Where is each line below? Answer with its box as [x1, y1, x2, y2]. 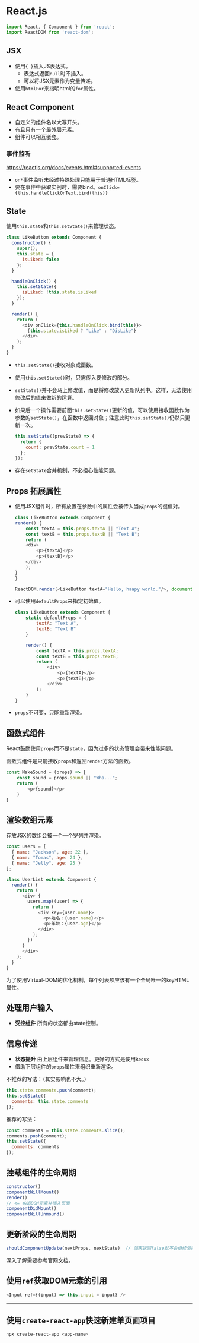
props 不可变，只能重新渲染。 [14, 709, 86, 716]
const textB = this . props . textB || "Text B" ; [25, 531, 140, 537]
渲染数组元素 [6, 815, 53, 825]
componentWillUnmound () [6, 1211, 65, 1217]
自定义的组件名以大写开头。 [14, 119, 83, 126]
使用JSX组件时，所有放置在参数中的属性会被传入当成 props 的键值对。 [14, 503, 184, 510]
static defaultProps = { [25, 615, 87, 621]
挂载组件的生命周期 [6, 1167, 76, 1177]
